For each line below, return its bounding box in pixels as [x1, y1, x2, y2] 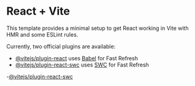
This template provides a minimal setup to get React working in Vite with [6, 24, 189, 32]
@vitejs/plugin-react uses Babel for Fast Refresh [15, 54, 139, 62]
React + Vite [6, 4, 71, 18]
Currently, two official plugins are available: [6, 43, 116, 50]
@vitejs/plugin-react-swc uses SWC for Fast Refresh [15, 61, 149, 68]
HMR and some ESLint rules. [6, 30, 78, 38]
